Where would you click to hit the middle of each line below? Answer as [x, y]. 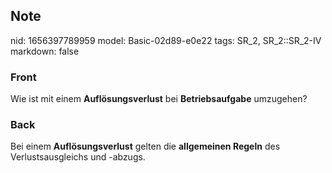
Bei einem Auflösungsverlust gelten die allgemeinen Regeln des [145, 146]
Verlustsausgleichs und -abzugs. [78, 157]
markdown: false [45, 51]
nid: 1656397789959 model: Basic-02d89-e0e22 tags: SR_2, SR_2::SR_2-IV [166, 40]
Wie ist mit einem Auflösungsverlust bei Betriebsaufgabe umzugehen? [159, 99]
